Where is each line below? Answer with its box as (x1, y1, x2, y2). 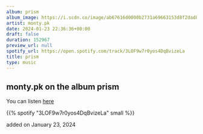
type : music (6, 59, 36, 65)
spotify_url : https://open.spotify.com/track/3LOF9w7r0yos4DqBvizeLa (6, 48, 185, 54)
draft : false (6, 31, 39, 37)
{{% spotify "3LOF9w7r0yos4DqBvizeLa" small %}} (6, 109, 135, 116)
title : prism (6, 54, 39, 60)
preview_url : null (6, 43, 53, 49)
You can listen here (6, 98, 54, 105)
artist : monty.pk (6, 20, 50, 26)
